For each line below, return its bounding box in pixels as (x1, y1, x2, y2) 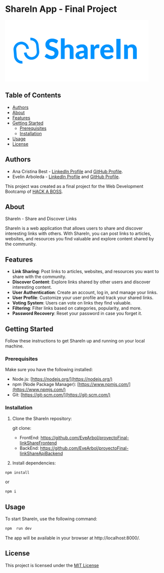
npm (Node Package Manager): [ (12, 382, 79, 387)
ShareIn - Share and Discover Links (5, 216, 77, 222)
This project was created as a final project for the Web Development (5, 183, 144, 189)
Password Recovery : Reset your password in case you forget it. (12, 310, 142, 316)
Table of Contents (5, 91, 62, 100)
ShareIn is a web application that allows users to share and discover (5, 226, 143, 231)
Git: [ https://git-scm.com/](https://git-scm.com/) (12, 392, 111, 398)
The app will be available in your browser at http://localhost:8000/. (5, 535, 140, 541)
